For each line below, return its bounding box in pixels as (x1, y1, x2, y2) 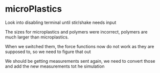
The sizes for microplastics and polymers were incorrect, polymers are (5, 29, 148, 35)
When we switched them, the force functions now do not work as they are (5, 43, 154, 49)
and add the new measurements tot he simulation (5, 63, 105, 69)
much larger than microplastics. (5, 34, 69, 40)
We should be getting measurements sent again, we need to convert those (5, 58, 156, 64)
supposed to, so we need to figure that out (5, 49, 91, 55)
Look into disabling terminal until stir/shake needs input (5, 19, 116, 25)
